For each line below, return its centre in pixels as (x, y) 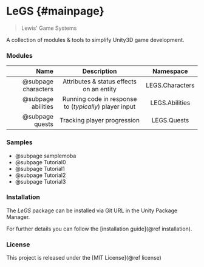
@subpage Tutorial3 (40, 181)
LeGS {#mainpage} (55, 11)
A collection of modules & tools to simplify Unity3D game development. (95, 40)
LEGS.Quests (170, 120)
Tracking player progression (100, 120)
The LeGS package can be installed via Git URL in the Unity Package (92, 210)
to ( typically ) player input (99, 106)
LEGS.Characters (170, 85)
